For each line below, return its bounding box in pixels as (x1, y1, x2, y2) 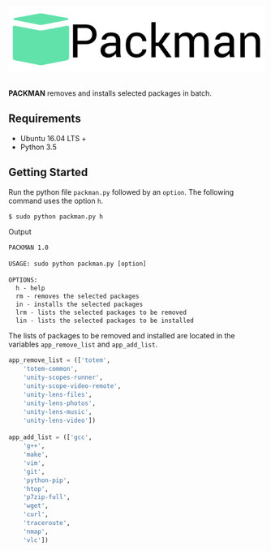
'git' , (23, 467, 45, 476)
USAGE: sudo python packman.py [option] (8, 260, 148, 269)
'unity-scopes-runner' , (23, 373, 104, 382)
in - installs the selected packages (15, 300, 144, 309)
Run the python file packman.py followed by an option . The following (8, 187, 234, 196)
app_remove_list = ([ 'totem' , (8, 356, 111, 364)
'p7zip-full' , (23, 493, 71, 501)
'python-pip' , (23, 476, 71, 484)
